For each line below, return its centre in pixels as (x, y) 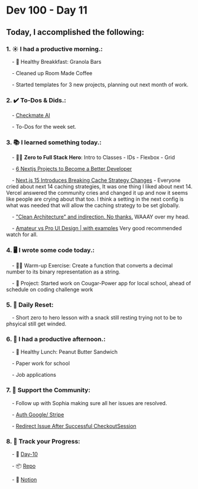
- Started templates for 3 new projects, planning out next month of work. (100, 84)
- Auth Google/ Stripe (38, 415)
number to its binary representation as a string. (63, 272)
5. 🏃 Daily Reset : (30, 305)
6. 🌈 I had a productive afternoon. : (56, 339)
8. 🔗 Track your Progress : (43, 441)
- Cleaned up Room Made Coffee (52, 73)
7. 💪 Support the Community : (48, 390)
